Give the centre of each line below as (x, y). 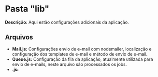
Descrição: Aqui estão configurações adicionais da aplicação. (67, 22)
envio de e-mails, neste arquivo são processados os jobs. (69, 64)
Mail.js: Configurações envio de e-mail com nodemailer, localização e (82, 49)
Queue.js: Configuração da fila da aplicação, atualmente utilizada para (82, 59)
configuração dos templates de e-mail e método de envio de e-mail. (80, 54)
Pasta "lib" (27, 9)
